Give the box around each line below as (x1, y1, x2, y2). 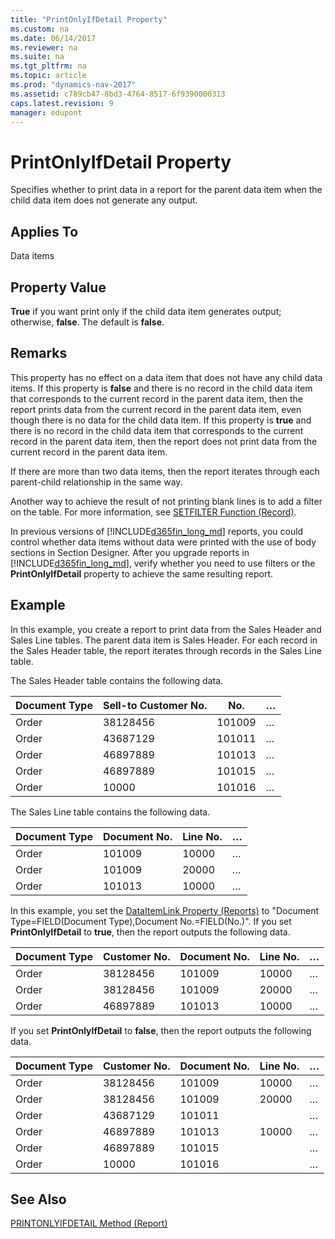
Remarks (10, 345, 68, 362)
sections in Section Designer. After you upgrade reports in (10, 546, 250, 558)
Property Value (10, 279, 107, 296)
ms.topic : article (10, 71, 87, 81)
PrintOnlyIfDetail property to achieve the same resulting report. (10, 567, 274, 580)
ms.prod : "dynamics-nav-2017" (10, 80, 137, 90)
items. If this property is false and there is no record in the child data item (10, 382, 313, 394)
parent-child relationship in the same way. (10, 476, 183, 488)
